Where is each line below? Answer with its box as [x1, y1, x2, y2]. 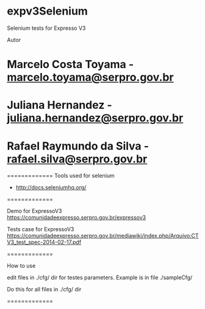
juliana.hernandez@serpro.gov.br [7, 111, 184, 125]
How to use [7, 262, 36, 269]
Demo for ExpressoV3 [7, 207, 62, 215]
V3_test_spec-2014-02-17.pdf [7, 238, 82, 246]
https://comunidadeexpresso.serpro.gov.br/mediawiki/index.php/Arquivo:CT [7, 232, 199, 240]
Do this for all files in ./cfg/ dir [7, 286, 82, 293]
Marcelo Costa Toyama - [7, 58, 134, 71]
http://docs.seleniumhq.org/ [15, 184, 87, 191]
